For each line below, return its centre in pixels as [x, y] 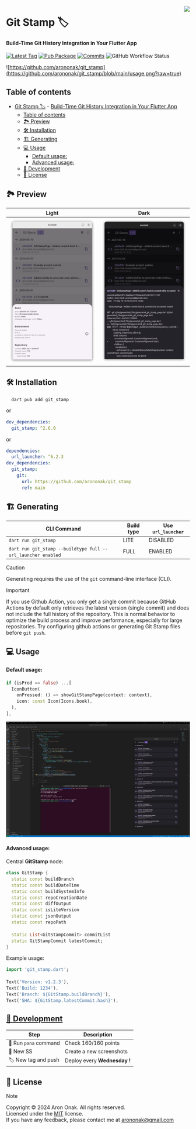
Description [98, 1035]
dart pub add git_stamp [40, 399]
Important [18, 590]
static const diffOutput [41, 904]
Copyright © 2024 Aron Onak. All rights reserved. [66, 1107]
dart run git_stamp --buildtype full [54, 549]
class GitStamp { [27, 873]
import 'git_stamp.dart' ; [37, 970]
